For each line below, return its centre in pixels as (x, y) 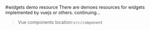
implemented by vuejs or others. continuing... (53, 12)
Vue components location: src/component (60, 22)
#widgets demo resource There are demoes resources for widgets (75, 7)
